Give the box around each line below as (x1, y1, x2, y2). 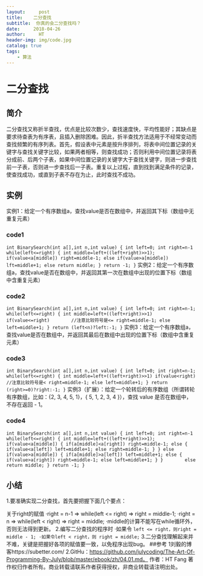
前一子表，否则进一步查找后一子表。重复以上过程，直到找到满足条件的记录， (6, 163, 197, 171)
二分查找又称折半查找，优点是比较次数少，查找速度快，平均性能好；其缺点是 (6, 125, 197, 132)
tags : (6, 49, 20, 55)
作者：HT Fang (149, 556, 187, 563)
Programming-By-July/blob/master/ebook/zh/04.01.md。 (6, 556, 149, 563)
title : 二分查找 (6, 15, 52, 21)
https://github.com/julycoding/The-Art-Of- (89, 548, 195, 555)
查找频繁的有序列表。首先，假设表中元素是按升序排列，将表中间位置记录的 (6, 140, 192, 147)
